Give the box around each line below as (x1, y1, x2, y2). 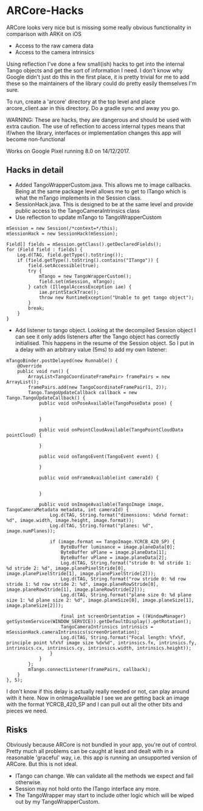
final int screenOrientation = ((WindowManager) (60, 613, 187, 619)
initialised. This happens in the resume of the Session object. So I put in (15, 339, 194, 347)
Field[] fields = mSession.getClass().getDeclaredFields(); (6, 241, 162, 247)
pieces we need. (6, 707, 48, 714)
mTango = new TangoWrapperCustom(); (38, 273, 132, 279)
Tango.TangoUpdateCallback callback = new (28, 389, 137, 395)
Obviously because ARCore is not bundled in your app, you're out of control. (6, 740, 198, 748)
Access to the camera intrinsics (15, 48, 95, 55)
